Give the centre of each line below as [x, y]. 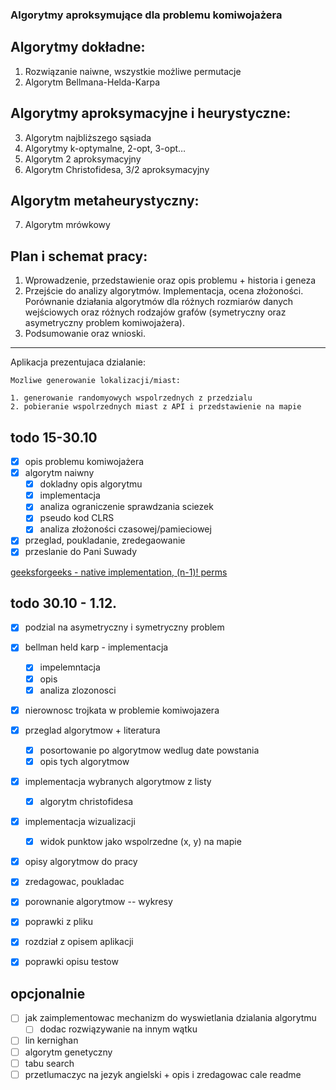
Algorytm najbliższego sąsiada [88, 137]
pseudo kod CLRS [77, 518]
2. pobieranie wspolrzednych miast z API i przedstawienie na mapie [156, 407]
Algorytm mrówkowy [67, 225]
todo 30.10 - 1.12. [64, 603]
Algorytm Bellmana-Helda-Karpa [92, 82]
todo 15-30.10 [54, 437]
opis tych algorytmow [84, 761]
